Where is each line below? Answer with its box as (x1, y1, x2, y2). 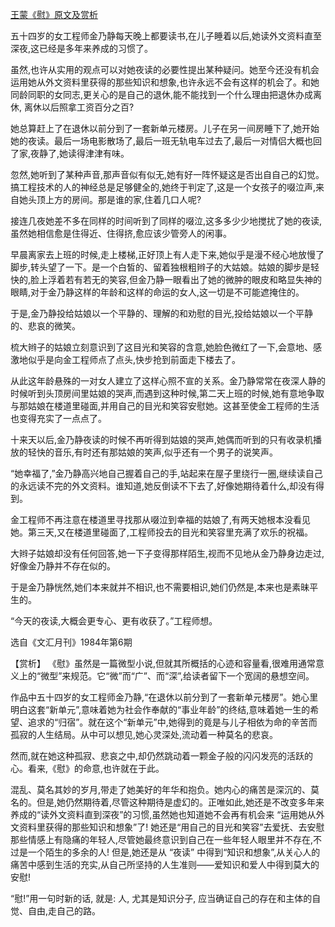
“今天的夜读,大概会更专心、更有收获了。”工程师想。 (10, 615, 218, 627)
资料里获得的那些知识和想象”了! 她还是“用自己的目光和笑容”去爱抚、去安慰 (18, 821, 325, 833)
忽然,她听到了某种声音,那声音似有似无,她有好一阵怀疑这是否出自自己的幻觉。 (10, 169, 325, 180)
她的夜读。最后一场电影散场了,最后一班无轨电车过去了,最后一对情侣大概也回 (10, 135, 323, 147)
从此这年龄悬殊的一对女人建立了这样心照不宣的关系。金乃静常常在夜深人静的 (10, 375, 326, 387)
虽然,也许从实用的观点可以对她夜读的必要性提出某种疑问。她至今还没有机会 (10, 64, 320, 75)
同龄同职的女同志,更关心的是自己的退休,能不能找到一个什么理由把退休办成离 (10, 89, 323, 100)
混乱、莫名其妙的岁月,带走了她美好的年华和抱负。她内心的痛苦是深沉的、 (10, 784, 312, 795)
